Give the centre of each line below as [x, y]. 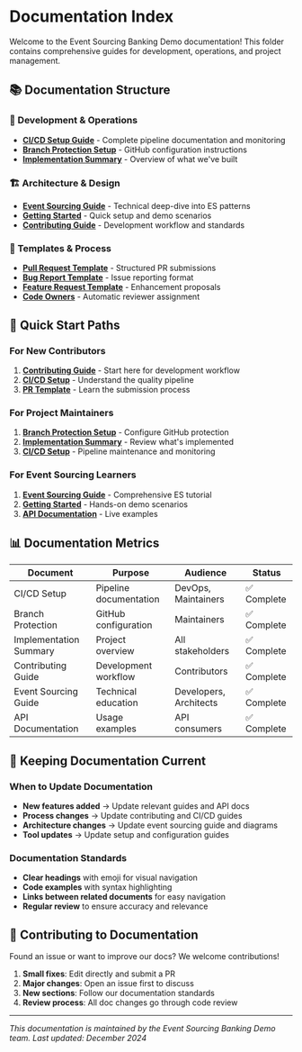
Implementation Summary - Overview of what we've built [130, 159]
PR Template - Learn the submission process [106, 389]
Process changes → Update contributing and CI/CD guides [132, 816]
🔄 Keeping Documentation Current [108, 761]
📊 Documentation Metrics [84, 543]
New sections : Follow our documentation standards [119, 993]
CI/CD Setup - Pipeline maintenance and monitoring [119, 451]
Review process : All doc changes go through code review [130, 1002]
